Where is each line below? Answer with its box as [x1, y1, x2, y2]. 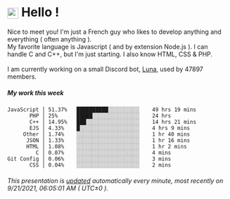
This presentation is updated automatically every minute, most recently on [7, 176, 224, 185]
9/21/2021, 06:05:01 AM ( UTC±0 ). [7, 184, 109, 192]
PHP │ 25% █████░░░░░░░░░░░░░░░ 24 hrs [29, 112, 172, 120]
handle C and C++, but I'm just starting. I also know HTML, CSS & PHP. [7, 50, 213, 58]
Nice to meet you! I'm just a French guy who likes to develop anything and [7, 27, 222, 36]
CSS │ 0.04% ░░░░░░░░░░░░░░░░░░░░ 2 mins [29, 161, 172, 169]
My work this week [7, 89, 64, 97]
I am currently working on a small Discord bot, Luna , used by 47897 [7, 65, 204, 73]
